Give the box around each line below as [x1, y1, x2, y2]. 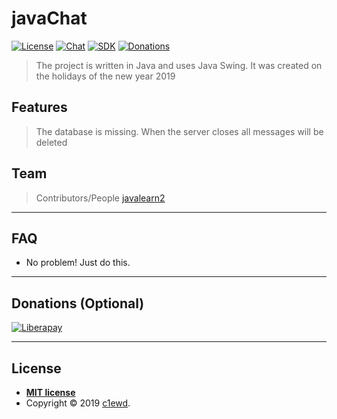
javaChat [11, 7, 88, 30]
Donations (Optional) [11, 295, 145, 312]
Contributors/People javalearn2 [35, 192, 166, 204]
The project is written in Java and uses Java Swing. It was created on [35, 59, 323, 71]
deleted [35, 136, 68, 148]
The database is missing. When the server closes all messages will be [35, 125, 324, 137]
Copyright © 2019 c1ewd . [25, 397, 131, 409]
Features [11, 99, 68, 116]
